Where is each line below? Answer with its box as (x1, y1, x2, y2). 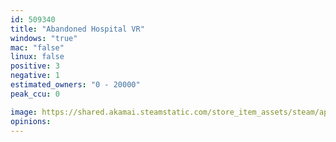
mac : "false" (10, 42, 65, 53)
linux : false (10, 52, 65, 62)
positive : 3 (10, 61, 60, 71)
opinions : (10, 116, 52, 126)
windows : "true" (10, 33, 78, 43)
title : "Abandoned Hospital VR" (10, 24, 145, 34)
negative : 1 (10, 71, 60, 81)
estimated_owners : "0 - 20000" (10, 80, 141, 90)
